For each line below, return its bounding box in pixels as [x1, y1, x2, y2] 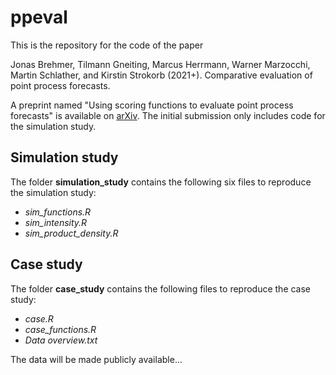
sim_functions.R [24, 206, 92, 218]
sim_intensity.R [24, 216, 88, 228]
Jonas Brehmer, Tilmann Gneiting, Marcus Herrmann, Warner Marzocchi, [10, 58, 311, 70]
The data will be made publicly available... [10, 353, 183, 365]
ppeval [10, 6, 68, 29]
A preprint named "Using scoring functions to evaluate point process [10, 99, 294, 111]
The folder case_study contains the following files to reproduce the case [10, 282, 312, 295]
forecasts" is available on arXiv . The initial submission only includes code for [10, 109, 326, 121]
